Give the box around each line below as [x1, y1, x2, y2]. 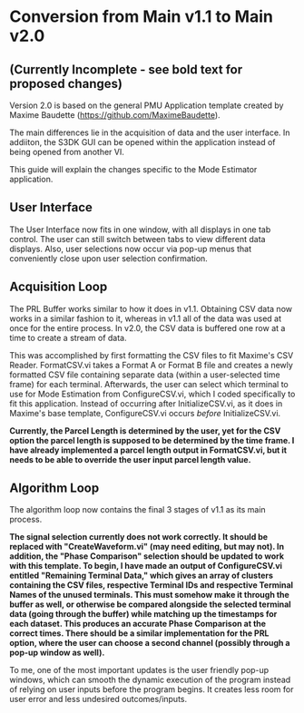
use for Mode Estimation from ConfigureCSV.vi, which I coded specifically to [9, 388, 296, 399]
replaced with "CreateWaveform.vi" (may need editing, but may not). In [9, 542, 284, 552]
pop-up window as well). [9, 647, 105, 659]
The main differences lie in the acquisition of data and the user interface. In [9, 127, 290, 138]
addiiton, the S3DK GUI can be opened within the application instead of [9, 137, 276, 147]
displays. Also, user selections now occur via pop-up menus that [9, 243, 252, 254]
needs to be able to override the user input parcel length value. [9, 454, 251, 464]
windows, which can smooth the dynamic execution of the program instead [9, 674, 291, 686]
